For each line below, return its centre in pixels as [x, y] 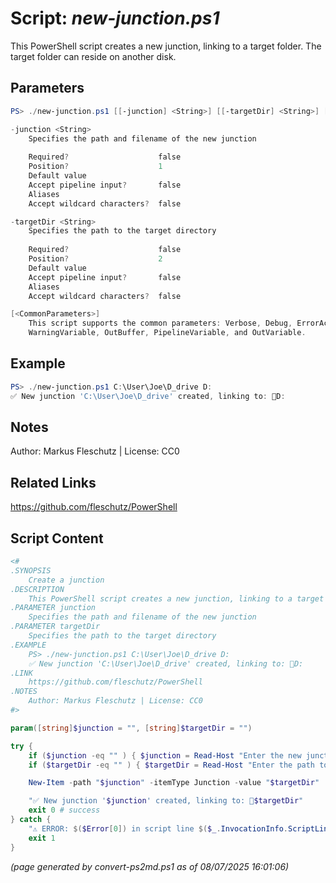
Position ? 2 [95, 259]
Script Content [57, 538]
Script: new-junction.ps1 [115, 18]
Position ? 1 [95, 167]
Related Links [53, 482]
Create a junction [66, 580]
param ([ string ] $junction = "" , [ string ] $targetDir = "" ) [131, 728]
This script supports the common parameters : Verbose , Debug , [160, 323]
